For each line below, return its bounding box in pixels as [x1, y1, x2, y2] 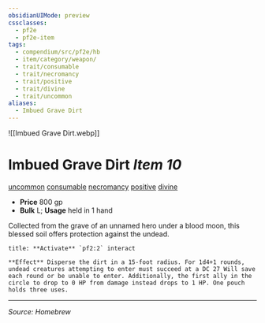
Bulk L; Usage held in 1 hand [19, 206, 113, 215]
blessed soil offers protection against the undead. [8, 229, 170, 239]
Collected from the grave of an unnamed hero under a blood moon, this [8, 221, 241, 230]
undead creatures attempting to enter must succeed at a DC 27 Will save [8, 265, 256, 273]
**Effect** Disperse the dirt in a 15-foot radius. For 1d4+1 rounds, [8, 258, 245, 266]
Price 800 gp [19, 197, 63, 206]
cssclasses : [8, 19, 47, 27]
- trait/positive [15, 77, 73, 85]
